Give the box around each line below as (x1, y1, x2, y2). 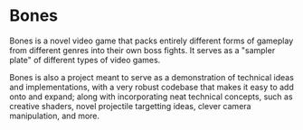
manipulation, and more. (9, 110, 100, 121)
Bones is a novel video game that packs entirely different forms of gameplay (9, 35, 294, 46)
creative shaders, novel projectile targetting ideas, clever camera (9, 100, 251, 111)
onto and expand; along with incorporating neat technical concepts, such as (9, 91, 293, 102)
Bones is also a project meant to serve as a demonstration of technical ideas (9, 71, 294, 82)
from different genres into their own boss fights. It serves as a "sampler (9, 44, 276, 55)
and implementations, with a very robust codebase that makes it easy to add (9, 81, 294, 92)
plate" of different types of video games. (9, 54, 161, 65)
